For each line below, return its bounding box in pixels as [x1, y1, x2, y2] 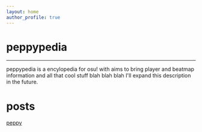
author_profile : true [6, 14, 61, 20]
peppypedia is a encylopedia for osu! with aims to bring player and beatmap [6, 65, 194, 73]
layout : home [6, 8, 39, 15]
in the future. [6, 79, 38, 86]
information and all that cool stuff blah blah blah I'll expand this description [6, 72, 191, 79]
